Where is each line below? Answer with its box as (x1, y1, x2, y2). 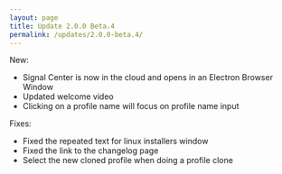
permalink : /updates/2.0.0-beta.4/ (9, 30, 144, 39)
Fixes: (9, 118, 32, 129)
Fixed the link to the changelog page (22, 145, 159, 156)
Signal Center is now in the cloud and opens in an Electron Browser (22, 72, 274, 83)
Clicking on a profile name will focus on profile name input (22, 101, 240, 112)
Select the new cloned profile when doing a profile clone (22, 155, 233, 166)
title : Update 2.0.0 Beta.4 (9, 22, 116, 31)
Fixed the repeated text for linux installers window (22, 136, 209, 147)
